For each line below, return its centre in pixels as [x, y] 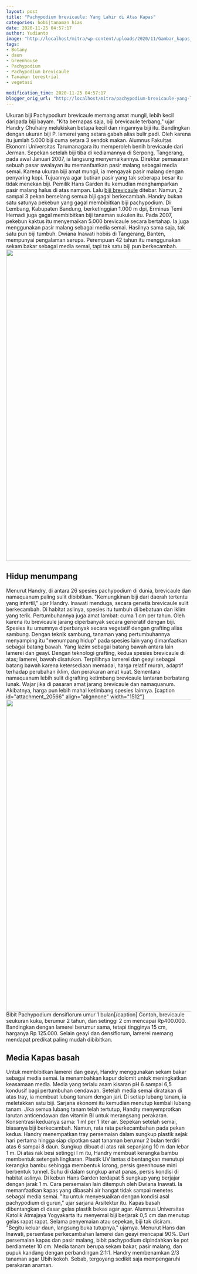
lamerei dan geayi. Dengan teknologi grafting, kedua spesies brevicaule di [95, 653]
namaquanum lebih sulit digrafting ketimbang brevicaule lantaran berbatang [98, 678]
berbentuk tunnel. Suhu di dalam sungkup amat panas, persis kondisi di [92, 1172]
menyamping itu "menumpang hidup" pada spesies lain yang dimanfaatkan [97, 640]
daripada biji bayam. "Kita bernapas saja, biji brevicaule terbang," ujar [90, 121]
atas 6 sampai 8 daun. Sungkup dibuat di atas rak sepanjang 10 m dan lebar [98, 1147]
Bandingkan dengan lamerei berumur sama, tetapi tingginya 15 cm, [86, 1027]
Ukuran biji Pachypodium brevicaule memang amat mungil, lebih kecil [90, 115]
